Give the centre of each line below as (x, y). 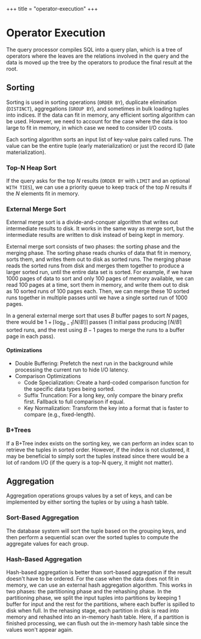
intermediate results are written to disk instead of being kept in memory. (95, 235)
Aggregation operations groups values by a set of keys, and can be (89, 496)
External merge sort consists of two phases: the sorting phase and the (93, 246)
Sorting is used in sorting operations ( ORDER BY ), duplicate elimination (91, 102)
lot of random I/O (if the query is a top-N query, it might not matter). (90, 462)
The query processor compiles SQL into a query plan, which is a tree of (94, 49)
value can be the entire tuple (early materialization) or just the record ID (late (101, 145)
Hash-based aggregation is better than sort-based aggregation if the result (99, 572)
